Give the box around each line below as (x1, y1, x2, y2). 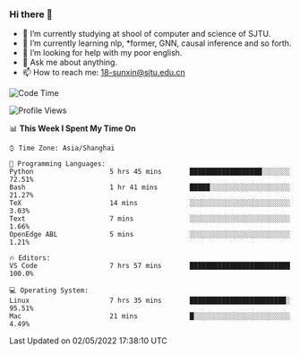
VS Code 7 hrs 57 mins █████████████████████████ (9, 262, 291, 271)
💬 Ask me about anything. (21, 57, 118, 68)
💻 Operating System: (9, 286, 90, 295)
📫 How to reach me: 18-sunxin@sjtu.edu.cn (21, 67, 185, 78)
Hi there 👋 (9, 8, 54, 21)
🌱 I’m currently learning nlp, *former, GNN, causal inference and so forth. (21, 38, 292, 48)
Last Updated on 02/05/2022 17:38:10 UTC (9, 335, 168, 346)
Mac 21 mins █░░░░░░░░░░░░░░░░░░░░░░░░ (9, 312, 291, 321)
